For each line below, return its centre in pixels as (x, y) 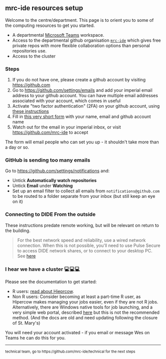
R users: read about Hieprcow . (43, 291)
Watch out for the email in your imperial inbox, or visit (66, 127)
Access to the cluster (34, 56)
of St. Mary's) (26, 323)
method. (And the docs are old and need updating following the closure (85, 318)
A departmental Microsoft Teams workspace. (58, 35)
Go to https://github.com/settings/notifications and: (57, 171)
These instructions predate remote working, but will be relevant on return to (82, 225)
